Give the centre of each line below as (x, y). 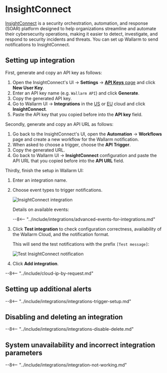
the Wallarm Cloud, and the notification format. (61, 234)
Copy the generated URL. (39, 150)
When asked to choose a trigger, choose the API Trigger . (71, 144)
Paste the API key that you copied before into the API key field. (77, 114)
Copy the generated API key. (42, 98)
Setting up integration (40, 61)
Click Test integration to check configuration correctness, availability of (87, 229)
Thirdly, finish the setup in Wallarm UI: (44, 170)
